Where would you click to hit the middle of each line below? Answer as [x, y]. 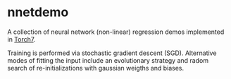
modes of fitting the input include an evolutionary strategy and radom [108, 60]
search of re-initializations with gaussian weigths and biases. [96, 68]
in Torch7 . [21, 39]
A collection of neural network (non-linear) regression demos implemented [116, 32]
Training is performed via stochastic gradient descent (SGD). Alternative [112, 53]
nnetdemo [38, 12]
